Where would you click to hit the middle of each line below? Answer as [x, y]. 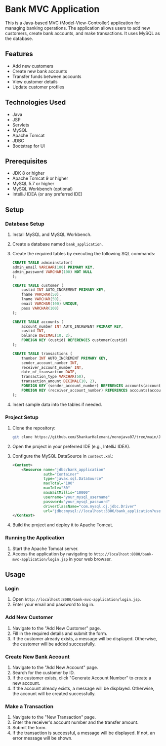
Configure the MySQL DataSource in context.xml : [63, 456]
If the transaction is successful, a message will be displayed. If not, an [83, 733]
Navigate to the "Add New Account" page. [55, 667]
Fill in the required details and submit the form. [60, 633]
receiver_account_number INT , [52, 367]
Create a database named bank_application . [58, 244]
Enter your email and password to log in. [53, 605]
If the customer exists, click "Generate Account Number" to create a [82, 678]
